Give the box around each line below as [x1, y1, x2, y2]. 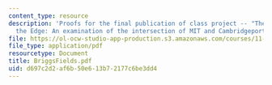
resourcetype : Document [8, 49, 89, 57]
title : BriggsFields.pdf [8, 57, 92, 66]
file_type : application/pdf [8, 42, 104, 50]
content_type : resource [8, 11, 89, 20]
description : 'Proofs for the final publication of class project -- [8, 19, 249, 28]
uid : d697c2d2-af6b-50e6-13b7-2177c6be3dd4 [8, 65, 158, 73]
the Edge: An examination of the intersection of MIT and [15, 27, 216, 35]
